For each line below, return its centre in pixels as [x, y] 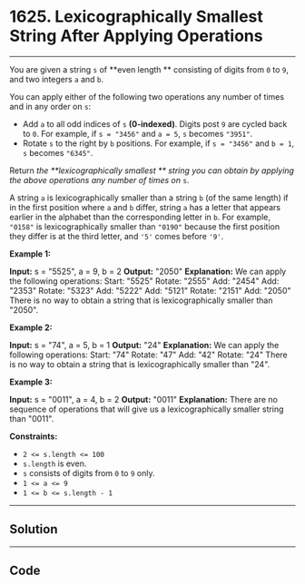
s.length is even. [54, 463]
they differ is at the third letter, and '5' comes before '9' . [117, 236]
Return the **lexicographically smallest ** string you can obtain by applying [152, 170]
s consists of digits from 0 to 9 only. [89, 472]
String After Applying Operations [136, 36]
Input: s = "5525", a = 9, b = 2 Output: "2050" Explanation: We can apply [148, 271]
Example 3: [31, 382]
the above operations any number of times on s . [99, 180]
